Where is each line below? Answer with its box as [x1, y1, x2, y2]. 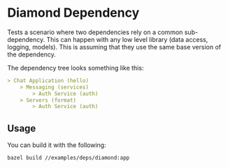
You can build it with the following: [7, 141, 106, 149]
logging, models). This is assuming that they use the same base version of [7, 43, 222, 51]
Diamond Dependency [7, 5, 140, 21]
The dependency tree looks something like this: [7, 63, 144, 72]
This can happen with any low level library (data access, [46, 35, 208, 43]
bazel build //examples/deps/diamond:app [7, 155, 130, 162]
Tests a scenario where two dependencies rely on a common [7, 28, 183, 36]
